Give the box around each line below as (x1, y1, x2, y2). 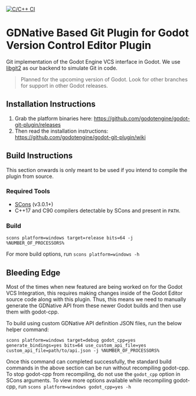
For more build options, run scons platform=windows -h (6, 250, 140, 258)
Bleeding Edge (6, 268, 61, 278)
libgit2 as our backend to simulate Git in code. (6, 64, 118, 71)
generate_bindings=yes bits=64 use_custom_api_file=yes (6, 342, 146, 348)
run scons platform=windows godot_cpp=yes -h (18, 383, 132, 390)
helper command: (6, 326, 49, 333)
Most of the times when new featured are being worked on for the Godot (6, 283, 183, 290)
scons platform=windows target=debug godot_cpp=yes (6, 337, 136, 343)
